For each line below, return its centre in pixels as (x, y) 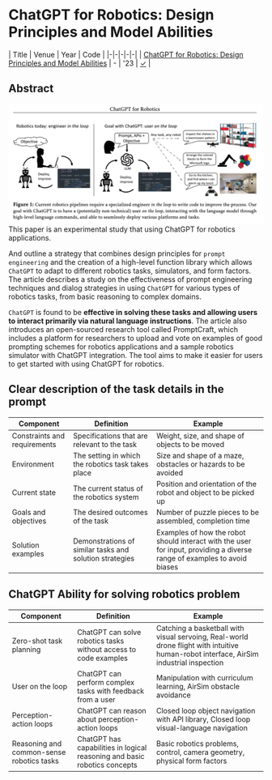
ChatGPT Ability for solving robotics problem (124, 594)
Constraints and (38, 436)
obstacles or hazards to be (201, 464)
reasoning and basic (110, 757)
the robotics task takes (110, 464)
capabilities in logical (112, 748)
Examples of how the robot (201, 532)
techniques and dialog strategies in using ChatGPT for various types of (124, 288)
